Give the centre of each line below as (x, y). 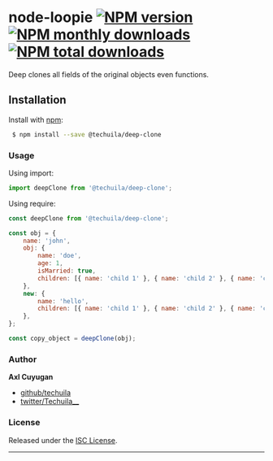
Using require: (32, 203)
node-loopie (51, 17)
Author (23, 359)
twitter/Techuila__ (50, 402)
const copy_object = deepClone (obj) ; (72, 339)
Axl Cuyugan (31, 377)
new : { (34, 294)
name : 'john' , (47, 241)
